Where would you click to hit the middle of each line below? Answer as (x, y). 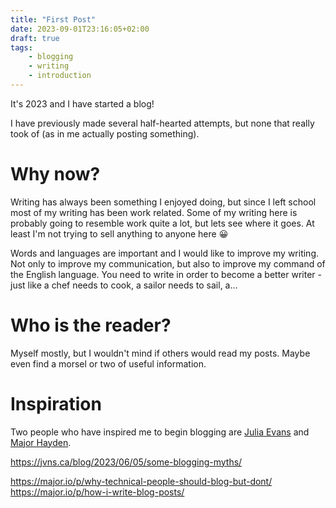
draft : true (35, 38)
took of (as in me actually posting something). (105, 133)
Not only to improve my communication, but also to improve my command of (168, 263)
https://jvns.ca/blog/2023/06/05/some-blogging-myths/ (126, 462)
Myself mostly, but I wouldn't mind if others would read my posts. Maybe (160, 353)
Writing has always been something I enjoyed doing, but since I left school (163, 202)
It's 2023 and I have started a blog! (82, 103)
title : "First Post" (53, 19)
